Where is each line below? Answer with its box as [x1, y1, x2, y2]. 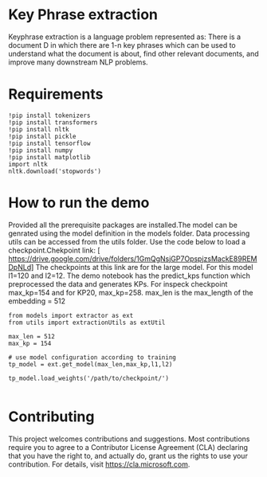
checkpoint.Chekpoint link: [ [8, 245, 101, 255]
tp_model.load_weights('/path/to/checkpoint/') [8, 374, 170, 382]
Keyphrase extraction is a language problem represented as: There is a [8, 32, 241, 41]
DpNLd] [8, 262, 34, 272]
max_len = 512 [8, 332, 56, 340]
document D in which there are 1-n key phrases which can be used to [8, 40, 237, 49]
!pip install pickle [8, 132, 77, 140]
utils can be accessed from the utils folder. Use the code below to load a [8, 237, 246, 246]
